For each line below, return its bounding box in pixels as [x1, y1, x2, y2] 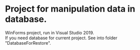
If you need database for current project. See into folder [5, 35, 118, 41]
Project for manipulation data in [5, 3, 136, 15]
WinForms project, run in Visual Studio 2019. [5, 30, 94, 35]
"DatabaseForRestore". [5, 40, 51, 46]
